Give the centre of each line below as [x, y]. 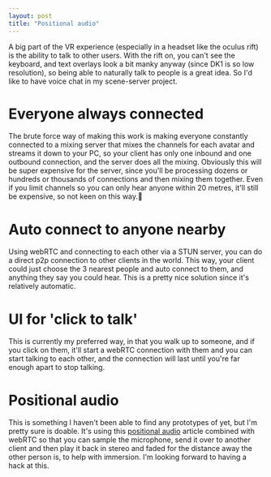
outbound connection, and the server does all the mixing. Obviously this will [135, 162]
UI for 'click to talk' [73, 319]
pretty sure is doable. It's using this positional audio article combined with [132, 432]
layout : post [30, 16]
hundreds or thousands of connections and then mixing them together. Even [136, 179]
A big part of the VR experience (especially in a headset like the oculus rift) [133, 46]
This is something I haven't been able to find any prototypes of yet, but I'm [133, 423]
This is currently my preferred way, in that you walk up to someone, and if [132, 342]
